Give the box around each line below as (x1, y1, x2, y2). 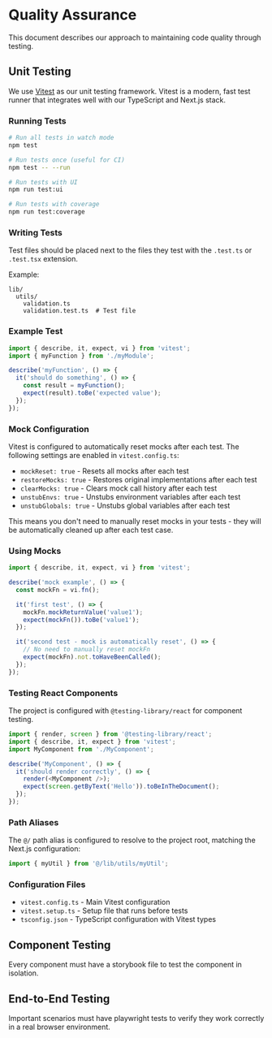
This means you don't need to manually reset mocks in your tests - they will (8, 516, 261, 525)
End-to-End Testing (8, 992, 110, 1006)
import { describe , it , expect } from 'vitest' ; (8, 737, 176, 746)
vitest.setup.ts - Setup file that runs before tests (19, 906, 188, 915)
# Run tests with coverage (8, 201, 100, 209)
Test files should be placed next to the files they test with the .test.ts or (8, 245, 253, 255)
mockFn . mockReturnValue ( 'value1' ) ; (23, 608, 144, 616)
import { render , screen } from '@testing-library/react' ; (8, 730, 213, 738)
